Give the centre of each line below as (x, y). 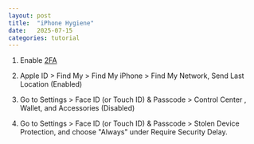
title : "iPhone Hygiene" (51, 23)
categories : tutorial (44, 38)
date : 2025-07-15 (41, 30)
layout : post (30, 16)
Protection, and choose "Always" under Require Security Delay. (124, 132)
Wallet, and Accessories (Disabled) (77, 108)
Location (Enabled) (51, 84)
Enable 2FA (38, 60)
